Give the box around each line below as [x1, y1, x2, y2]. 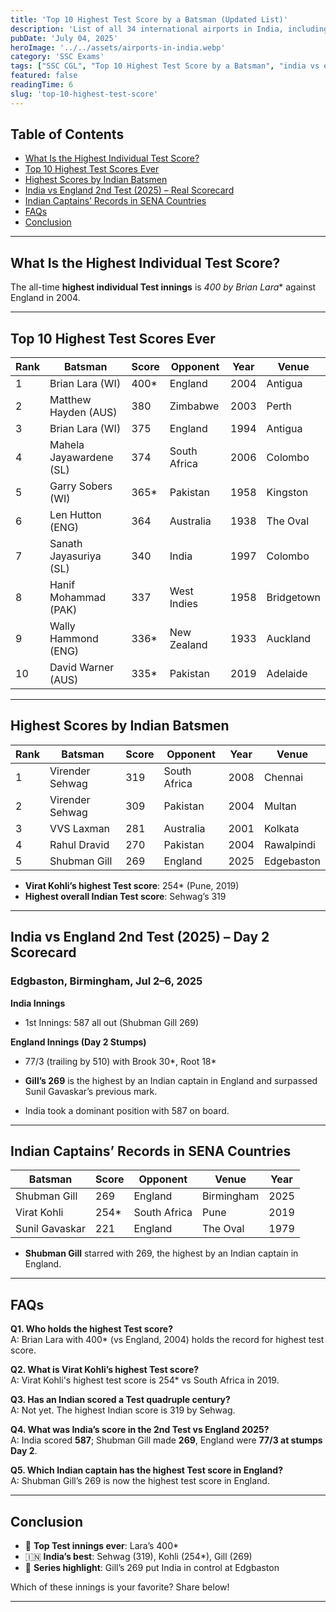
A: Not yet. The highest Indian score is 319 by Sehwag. [10, 1404, 236, 1416]
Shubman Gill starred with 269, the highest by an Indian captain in [24, 1247, 299, 1260]
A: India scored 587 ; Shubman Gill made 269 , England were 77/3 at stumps [10, 1434, 323, 1446]
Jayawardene [49, 451, 114, 465]
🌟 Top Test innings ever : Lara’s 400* [24, 1540, 180, 1551]
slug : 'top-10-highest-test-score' [10, 89, 159, 99]
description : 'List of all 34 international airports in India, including [10, 24, 329, 34]
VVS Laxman [49, 821, 111, 835]
